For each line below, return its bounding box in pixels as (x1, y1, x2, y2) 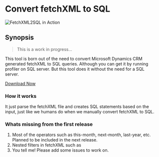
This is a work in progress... (16, 46, 73, 52)
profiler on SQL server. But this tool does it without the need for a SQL (5, 66, 144, 72)
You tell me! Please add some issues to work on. (12, 147, 109, 153)
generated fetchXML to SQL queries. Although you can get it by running (5, 61, 149, 66)
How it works (5, 93, 37, 99)
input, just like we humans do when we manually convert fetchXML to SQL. (5, 109, 155, 115)
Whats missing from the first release (5, 121, 93, 127)
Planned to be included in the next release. (12, 137, 98, 143)
